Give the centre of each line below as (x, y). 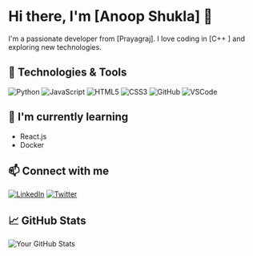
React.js (33, 136)
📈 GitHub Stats (47, 220)
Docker (32, 144)
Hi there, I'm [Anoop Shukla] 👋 (110, 16)
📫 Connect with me (59, 171)
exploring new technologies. (55, 47)
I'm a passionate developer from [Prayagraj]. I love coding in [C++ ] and (127, 39)
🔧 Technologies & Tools (68, 73)
